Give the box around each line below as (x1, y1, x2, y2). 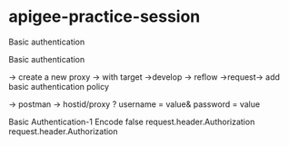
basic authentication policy (8, 81, 110, 92)
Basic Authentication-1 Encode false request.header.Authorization (8, 116, 255, 127)
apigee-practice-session (8, 6, 201, 27)
